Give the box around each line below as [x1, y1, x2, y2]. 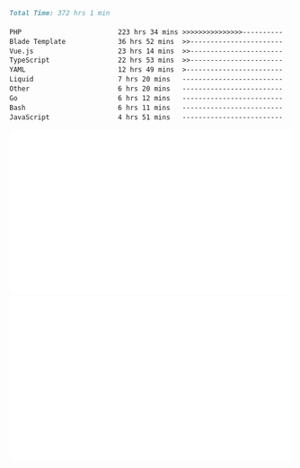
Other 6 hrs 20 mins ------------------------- [9, 84, 283, 93]
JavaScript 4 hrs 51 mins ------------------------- [9, 112, 283, 122]
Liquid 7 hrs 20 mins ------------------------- [9, 75, 283, 84]
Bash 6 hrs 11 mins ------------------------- [9, 103, 283, 112]
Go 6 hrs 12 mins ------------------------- [9, 93, 283, 102]
